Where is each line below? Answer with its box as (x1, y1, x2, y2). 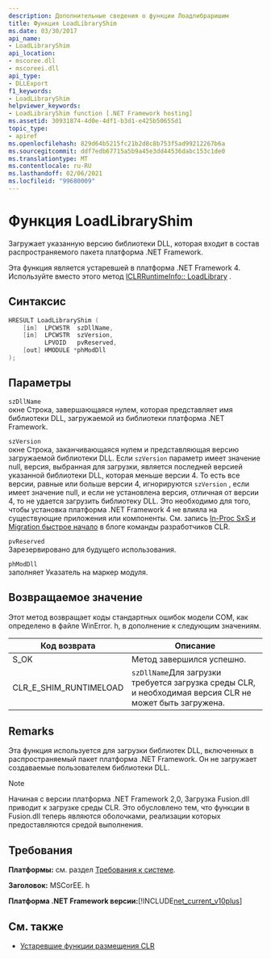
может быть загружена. (131, 696, 226, 708)
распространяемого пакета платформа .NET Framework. (8, 247, 203, 257)
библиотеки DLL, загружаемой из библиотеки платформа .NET (8, 413, 225, 423)
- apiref (8, 132, 38, 140)
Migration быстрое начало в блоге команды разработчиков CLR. (8, 522, 231, 532)
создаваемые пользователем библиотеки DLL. (8, 763, 170, 772)
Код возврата (40, 640, 96, 651)
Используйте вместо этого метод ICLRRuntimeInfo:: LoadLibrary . (8, 271, 232, 281)
